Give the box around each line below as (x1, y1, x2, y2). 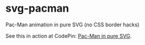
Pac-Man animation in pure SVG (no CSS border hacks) (5, 21, 140, 28)
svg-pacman (5, 2, 69, 15)
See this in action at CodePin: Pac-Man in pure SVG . (5, 32, 132, 39)
